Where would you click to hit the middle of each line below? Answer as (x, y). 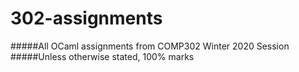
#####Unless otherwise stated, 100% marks (102, 56)
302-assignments (86, 18)
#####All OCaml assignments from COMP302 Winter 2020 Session (150, 46)
